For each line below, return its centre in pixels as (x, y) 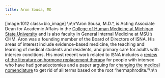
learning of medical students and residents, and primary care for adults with (82, 49)
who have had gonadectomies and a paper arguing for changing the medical (82, 65)
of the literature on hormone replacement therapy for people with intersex (80, 59)
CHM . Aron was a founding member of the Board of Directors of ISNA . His (80, 39)
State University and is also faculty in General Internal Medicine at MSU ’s (79, 34)
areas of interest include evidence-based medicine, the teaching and (75, 44)
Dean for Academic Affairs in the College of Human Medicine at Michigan (79, 29)
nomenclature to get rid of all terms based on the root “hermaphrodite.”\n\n (81, 70)
